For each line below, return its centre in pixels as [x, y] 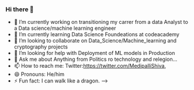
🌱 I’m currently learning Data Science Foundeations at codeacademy [96, 34]
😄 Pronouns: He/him [39, 74]
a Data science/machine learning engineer [65, 28]
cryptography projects [41, 47]
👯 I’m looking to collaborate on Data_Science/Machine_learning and [95, 41]
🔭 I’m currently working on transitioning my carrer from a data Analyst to [101, 22]
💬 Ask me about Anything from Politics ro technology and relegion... [96, 59]
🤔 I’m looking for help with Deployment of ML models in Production [94, 53]
